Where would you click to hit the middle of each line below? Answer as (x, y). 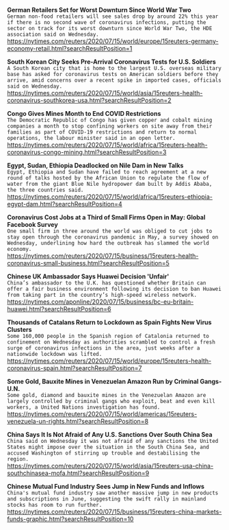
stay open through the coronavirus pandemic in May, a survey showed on (113, 237)
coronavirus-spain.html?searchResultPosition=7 (75, 368)
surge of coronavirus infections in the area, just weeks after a (104, 348)
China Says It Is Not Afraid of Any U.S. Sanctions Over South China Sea (110, 434)
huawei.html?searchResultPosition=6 (59, 309)
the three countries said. (45, 190)
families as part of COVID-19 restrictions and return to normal (102, 132)
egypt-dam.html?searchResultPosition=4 (65, 204)
